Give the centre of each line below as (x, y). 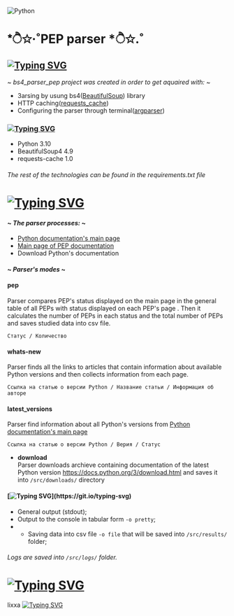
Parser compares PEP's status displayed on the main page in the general (112, 301)
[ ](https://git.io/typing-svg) (70, 496)
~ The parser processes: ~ (46, 223)
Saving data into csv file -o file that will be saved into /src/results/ (127, 534)
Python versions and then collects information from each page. (98, 374)
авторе (17, 393)
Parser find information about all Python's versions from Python (99, 424)
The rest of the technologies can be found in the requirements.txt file (107, 174)
